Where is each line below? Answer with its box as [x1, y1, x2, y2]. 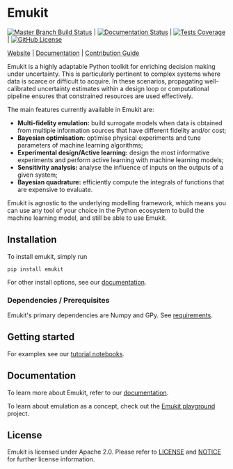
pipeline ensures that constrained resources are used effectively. [7, 92, 193, 100]
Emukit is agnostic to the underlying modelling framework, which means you [7, 198, 226, 207]
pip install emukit [7, 266, 64, 273]
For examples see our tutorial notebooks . [7, 349, 125, 358]
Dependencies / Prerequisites [7, 295, 110, 305]
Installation [7, 234, 57, 246]
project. [7, 409, 30, 418]
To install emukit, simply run [7, 252, 88, 260]
